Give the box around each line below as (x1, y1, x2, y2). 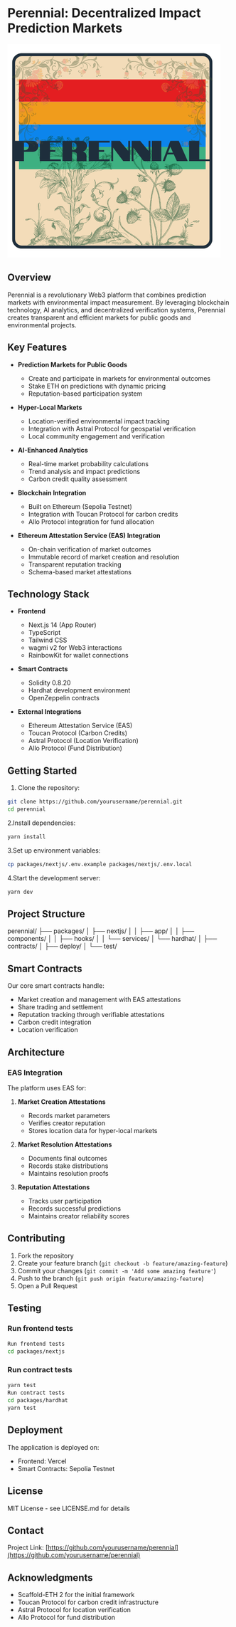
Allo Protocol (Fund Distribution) (28, 744, 123, 752)
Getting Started (7, 764, 77, 776)
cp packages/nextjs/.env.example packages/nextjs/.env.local (7, 860, 193, 868)
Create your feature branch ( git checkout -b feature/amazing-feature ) (17, 1258, 228, 1268)
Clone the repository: (17, 784, 80, 792)
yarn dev (7, 888, 33, 895)
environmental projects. (7, 320, 77, 329)
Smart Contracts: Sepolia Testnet (17, 1464, 115, 1473)
